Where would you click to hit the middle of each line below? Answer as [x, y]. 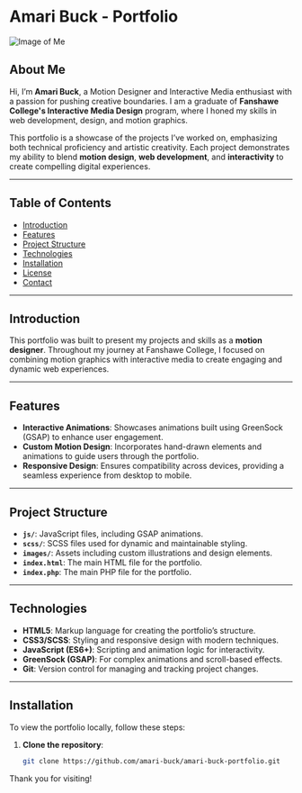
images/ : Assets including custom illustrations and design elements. [147, 553]
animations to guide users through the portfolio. [111, 456]
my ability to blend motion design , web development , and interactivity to [147, 157]
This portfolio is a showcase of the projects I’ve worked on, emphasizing [143, 138]
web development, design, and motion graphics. [99, 120]
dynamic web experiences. [59, 369]
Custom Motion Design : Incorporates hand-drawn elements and [142, 446]
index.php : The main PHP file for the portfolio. [107, 572]
